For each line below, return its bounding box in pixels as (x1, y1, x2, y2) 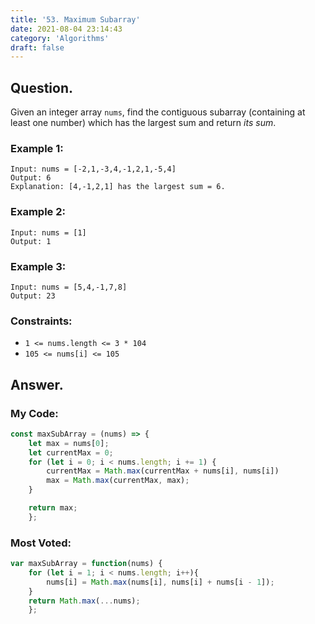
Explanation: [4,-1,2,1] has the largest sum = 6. (10, 182, 226, 192)
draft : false (10, 42, 65, 53)
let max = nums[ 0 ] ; (28, 438, 110, 448)
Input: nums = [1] (10, 227, 87, 238)
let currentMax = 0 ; (28, 447, 114, 458)
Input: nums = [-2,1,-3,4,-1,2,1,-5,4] (10, 164, 177, 175)
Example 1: (10, 141, 64, 155)
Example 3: (10, 259, 67, 273)
